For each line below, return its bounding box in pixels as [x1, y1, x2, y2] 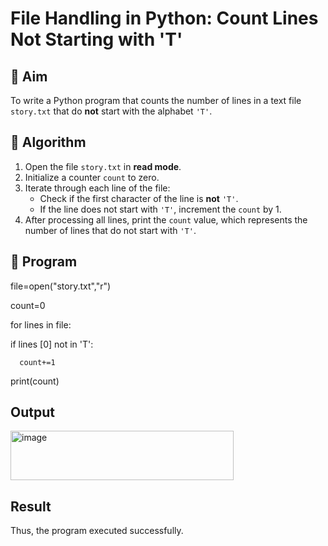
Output [10, 404, 55, 421]
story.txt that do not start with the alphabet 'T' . [10, 105, 213, 117]
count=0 [10, 299, 46, 311]
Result [10, 498, 52, 515]
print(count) [10, 375, 60, 387]
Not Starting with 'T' [10, 28, 183, 51]
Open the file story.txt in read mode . [24, 160, 182, 172]
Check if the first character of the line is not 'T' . [39, 192, 239, 204]
